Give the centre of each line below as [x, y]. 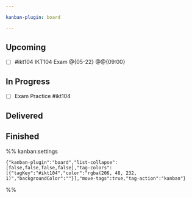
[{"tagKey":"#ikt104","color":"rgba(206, [59, 173]
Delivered [24, 115]
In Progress [28, 81]
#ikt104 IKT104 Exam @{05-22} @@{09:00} [70, 62]
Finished [23, 137]
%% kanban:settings [32, 151]
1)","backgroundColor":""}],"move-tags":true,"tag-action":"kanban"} [96, 178]
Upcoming [26, 47]
